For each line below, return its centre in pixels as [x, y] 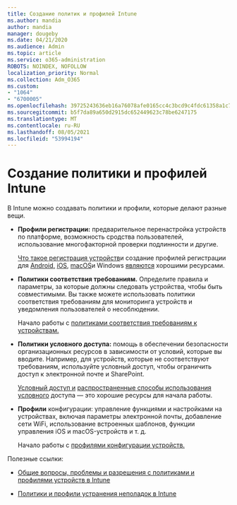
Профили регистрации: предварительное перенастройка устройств [122, 230]
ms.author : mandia [34, 20]
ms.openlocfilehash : [38, 106]
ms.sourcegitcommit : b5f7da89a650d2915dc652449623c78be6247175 [102, 112]
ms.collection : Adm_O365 [44, 79]
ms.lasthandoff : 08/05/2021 [49, 132]
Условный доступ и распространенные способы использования [114, 388]
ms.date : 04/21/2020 [38, 40]
